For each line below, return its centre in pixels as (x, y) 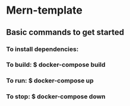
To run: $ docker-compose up (50, 81)
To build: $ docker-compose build (56, 65)
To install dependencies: (42, 49)
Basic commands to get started (65, 32)
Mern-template (45, 10)
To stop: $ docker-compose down (56, 97)
